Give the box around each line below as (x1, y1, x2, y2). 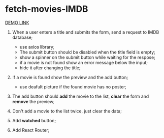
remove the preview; (12, 98, 55, 104)
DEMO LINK (5, 20, 30, 26)
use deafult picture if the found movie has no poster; (19, 83, 127, 89)
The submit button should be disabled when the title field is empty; (19, 49, 156, 55)
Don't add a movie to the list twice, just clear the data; (12, 108, 122, 114)
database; (12, 34, 33, 40)
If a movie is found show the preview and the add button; (12, 74, 128, 80)
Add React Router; (12, 127, 50, 133)
